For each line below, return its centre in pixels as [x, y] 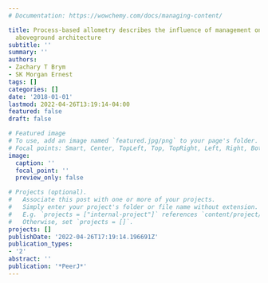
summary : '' [28, 53]
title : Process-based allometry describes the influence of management [130, 30]
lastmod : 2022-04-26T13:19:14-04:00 [69, 104]
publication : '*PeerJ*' [48, 266]
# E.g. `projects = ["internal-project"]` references [103, 214]
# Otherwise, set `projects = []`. [71, 222]
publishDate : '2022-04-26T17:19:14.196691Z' [83, 237]
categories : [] [33, 89]
